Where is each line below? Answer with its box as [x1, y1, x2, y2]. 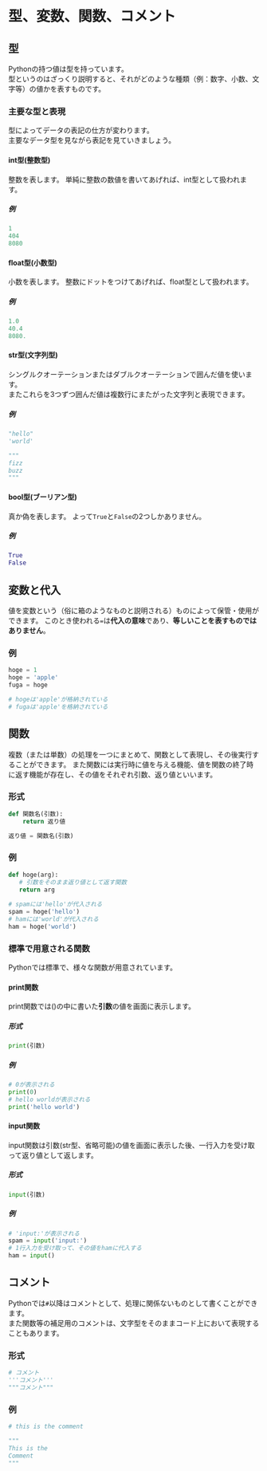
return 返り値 [22, 817, 66, 825]
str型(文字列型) [8, 350, 58, 360]
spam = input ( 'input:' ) [8, 1237, 88, 1245]
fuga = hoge [8, 681, 48, 690]
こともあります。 [8, 1328, 64, 1338]
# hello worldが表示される [8, 1095, 91, 1103]
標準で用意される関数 [8, 942, 90, 954]
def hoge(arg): [8, 871, 59, 879]
